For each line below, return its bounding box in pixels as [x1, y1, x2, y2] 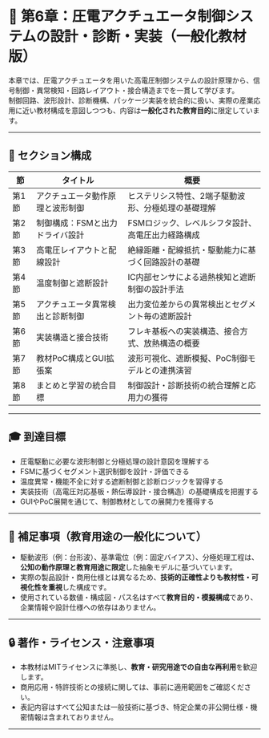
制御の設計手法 [127, 283, 184, 294]
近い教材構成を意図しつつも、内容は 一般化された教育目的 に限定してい [22, 105, 254, 115]
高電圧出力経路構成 [127, 229, 200, 241]
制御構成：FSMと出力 [35, 217, 118, 229]
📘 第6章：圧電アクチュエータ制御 [8, 7, 226, 26]
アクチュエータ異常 [35, 298, 108, 310]
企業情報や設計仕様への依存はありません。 [19, 602, 161, 612]
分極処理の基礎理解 [143, 202, 216, 213]
